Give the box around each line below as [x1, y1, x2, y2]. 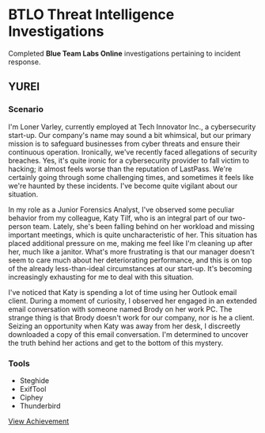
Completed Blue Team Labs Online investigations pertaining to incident [8, 48, 241, 58]
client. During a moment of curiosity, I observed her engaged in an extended [8, 296, 257, 305]
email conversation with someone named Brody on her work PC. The [8, 304, 233, 314]
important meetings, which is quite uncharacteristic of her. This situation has [8, 230, 258, 239]
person [8, 221, 32, 231]
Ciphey [19, 393, 44, 402]
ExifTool [19, 384, 47, 393]
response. [8, 57, 41, 67]
